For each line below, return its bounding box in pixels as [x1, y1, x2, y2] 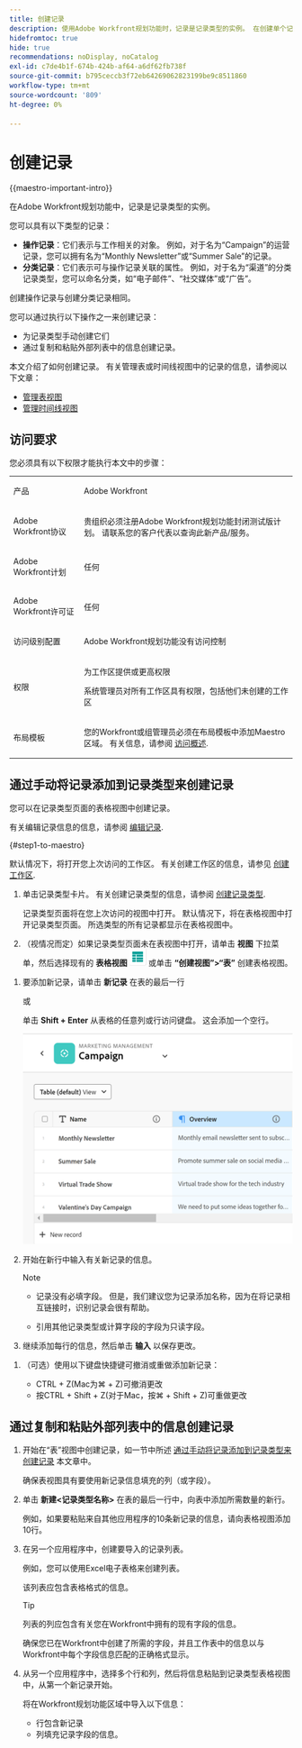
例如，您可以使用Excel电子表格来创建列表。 [22, 1563, 185, 1574]
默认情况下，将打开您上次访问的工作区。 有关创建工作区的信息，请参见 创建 [9, 859, 289, 869]
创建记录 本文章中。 [22, 1456, 96, 1467]
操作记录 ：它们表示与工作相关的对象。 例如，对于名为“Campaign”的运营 [22, 240, 290, 250]
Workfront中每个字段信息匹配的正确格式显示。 [22, 1649, 194, 1660]
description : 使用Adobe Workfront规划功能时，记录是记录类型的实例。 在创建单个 [9, 23, 287, 33]
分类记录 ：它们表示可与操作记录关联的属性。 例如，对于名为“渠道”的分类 [22, 262, 292, 273]
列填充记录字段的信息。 [35, 1729, 123, 1740]
